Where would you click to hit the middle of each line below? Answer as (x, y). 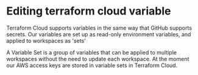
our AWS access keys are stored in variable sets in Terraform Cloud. (92, 65)
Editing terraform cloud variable (89, 11)
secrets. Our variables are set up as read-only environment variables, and (99, 34)
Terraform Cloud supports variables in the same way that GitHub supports (99, 28)
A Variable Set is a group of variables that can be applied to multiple (91, 52)
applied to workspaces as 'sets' (46, 41)
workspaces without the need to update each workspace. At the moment (98, 59)
